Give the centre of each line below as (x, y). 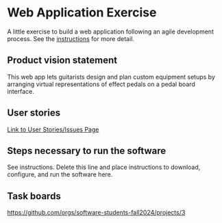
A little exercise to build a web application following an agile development (111, 31)
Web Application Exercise (82, 13)
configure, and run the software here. (60, 174)
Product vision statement (62, 61)
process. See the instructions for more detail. (71, 38)
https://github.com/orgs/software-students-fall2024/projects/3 (96, 213)
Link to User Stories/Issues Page (53, 129)
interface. (21, 91)
